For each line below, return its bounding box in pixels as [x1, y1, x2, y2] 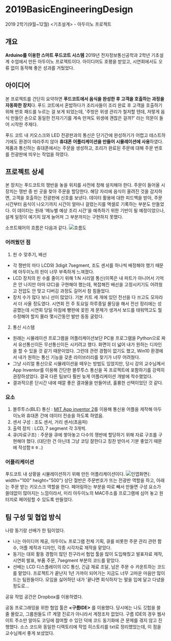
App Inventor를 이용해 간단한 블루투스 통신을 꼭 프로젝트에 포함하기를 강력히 [12, 366, 165, 373]
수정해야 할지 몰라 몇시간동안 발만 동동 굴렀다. [12, 313, 104, 319]
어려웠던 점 [5, 239, 31, 246]
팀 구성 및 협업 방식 [5, 513, 61, 522]
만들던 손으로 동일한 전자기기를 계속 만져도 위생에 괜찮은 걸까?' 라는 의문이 [10, 115, 158, 121]
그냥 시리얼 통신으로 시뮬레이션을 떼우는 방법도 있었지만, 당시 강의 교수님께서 [12, 360, 165, 366]
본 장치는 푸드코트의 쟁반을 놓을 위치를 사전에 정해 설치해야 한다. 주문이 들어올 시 [5, 182, 165, 188]
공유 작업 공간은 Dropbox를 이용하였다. [5, 594, 83, 600]
